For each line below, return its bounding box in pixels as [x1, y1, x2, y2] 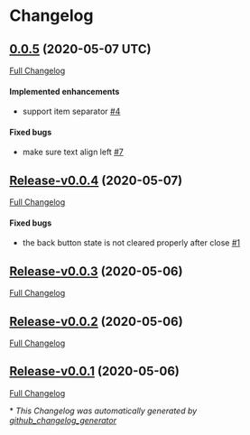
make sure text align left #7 [22, 146, 124, 158]
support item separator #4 [22, 106, 121, 117]
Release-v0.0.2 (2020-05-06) [9, 313, 183, 329]
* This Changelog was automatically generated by [9, 405, 198, 416]
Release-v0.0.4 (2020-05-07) [9, 172, 183, 188]
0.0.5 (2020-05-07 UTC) [9, 42, 152, 57]
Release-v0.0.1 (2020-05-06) [9, 364, 181, 379]
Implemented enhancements [9, 86, 120, 97]
